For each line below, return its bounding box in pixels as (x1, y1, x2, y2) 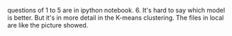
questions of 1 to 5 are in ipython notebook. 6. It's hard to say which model (7, 6, 226, 14)
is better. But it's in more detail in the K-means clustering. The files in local (7, 13, 224, 22)
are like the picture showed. (7, 21, 89, 29)
